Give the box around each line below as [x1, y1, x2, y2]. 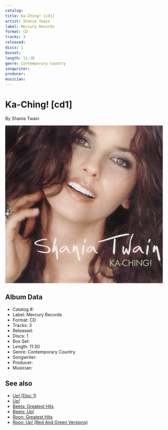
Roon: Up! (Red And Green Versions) [12, 419, 88, 425]
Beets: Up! [12, 408, 34, 414]
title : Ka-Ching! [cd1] [5, 13, 55, 19]
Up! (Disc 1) [12, 392, 36, 398]
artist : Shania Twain [5, 19, 50, 24]
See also [5, 379, 32, 388]
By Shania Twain [5, 115, 39, 121]
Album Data [5, 293, 43, 301]
